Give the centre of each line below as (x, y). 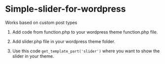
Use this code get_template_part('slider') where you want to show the (86, 51)
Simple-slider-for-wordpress (66, 9)
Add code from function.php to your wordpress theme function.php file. (85, 32)
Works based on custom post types (41, 22)
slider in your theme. (33, 56)
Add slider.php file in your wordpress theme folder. (64, 41)
